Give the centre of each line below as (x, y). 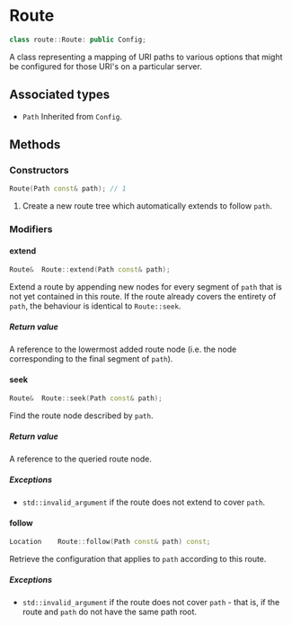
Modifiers (31, 229)
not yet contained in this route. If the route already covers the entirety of (143, 297)
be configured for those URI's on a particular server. (106, 66)
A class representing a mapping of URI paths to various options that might (146, 57)
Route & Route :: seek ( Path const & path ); (86, 398)
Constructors (39, 170)
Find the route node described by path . (81, 416)
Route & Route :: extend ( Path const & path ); (90, 270)
